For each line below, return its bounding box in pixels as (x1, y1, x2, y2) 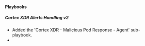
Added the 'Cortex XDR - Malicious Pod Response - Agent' (12, 27, 130, 33)
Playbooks (5, 4, 27, 10)
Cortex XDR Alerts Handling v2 (5, 15, 69, 21)
